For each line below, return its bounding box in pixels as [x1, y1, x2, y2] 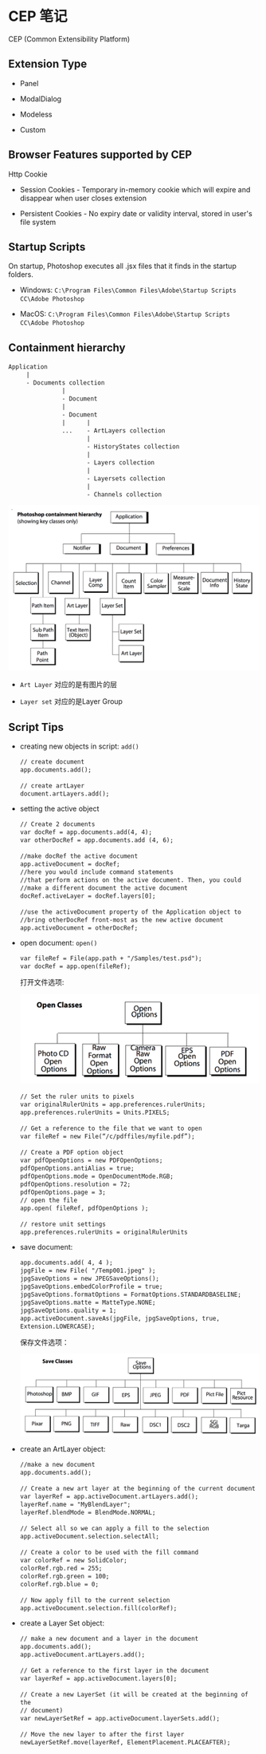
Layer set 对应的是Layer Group [19, 697, 123, 706]
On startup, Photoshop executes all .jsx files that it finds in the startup [8, 261, 237, 271]
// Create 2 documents [19, 820, 96, 828]
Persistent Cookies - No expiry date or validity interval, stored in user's [19, 208, 252, 218]
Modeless [19, 109, 53, 119]
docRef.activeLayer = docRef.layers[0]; [19, 892, 156, 900]
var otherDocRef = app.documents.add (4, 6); [19, 836, 174, 844]
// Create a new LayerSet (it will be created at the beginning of [19, 1690, 248, 1698]
